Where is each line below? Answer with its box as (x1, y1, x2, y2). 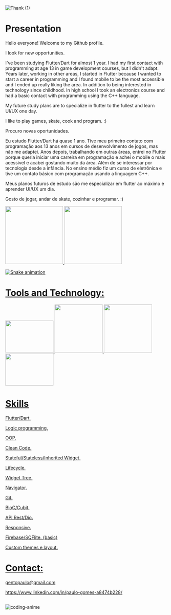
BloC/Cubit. (5, 504, 30, 511)
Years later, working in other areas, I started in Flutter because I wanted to (5, 70, 161, 77)
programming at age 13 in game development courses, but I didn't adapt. (5, 65, 159, 71)
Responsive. (5, 524, 32, 530)
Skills (5, 398, 29, 409)
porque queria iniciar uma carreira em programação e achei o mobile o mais (5, 154, 165, 160)
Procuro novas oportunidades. (5, 127, 70, 134)
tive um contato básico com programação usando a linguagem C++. (5, 170, 149, 177)
